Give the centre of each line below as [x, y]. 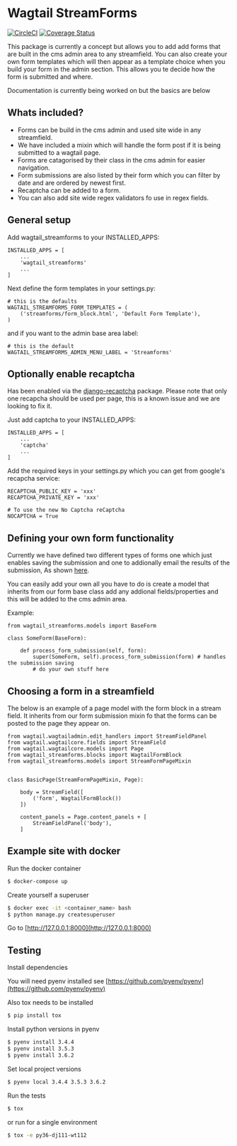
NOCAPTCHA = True [33, 516]
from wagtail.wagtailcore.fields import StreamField [87, 743]
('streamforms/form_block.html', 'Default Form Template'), [110, 314]
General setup [39, 220]
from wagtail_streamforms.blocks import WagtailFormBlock [94, 755]
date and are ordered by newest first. [71, 182]
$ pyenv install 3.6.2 [41, 1055]
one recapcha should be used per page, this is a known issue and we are [114, 398]
